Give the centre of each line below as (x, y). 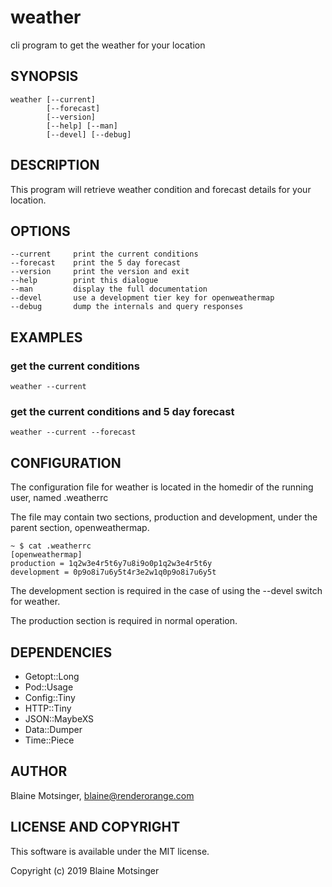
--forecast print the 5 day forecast (96, 263)
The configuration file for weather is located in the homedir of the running (162, 487)
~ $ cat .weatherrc (51, 546)
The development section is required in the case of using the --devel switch (166, 591)
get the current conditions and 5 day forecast (122, 411)
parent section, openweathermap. (80, 528)
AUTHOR (39, 771)
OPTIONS (40, 231)
